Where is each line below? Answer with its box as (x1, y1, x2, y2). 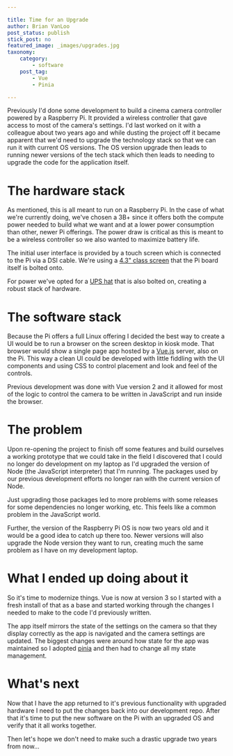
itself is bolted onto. (7, 264, 64, 272)
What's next (7, 676, 80, 692)
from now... (7, 742, 40, 750)
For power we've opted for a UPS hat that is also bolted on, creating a (7, 277, 207, 286)
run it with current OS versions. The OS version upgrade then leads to (7, 144, 207, 152)
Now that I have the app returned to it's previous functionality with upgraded (7, 699, 227, 708)
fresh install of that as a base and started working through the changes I (7, 601, 214, 610)
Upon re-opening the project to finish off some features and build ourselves (7, 445, 224, 453)
